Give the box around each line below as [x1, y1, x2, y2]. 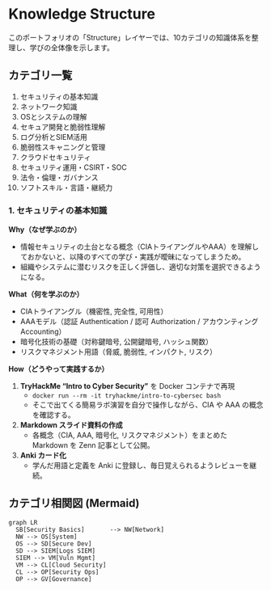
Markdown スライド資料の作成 [19, 420, 123, 430]
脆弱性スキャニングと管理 [19, 142, 106, 152]
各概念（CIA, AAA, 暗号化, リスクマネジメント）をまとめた [32, 430, 228, 440]
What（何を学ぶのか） [8, 289, 84, 299]
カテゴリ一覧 [8, 69, 73, 82]
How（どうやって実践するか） [8, 365, 109, 374]
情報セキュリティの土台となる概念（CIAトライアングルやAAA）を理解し [19, 242, 260, 251]
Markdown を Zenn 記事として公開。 [32, 440, 155, 450]
